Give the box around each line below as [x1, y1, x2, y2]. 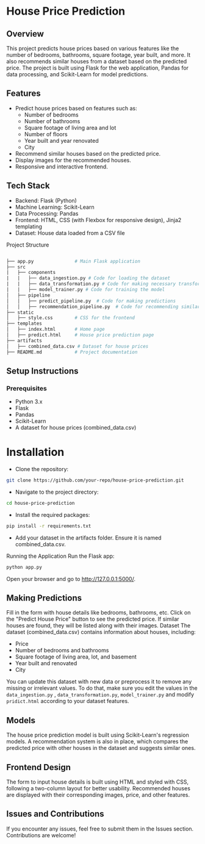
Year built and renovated [15, 660, 77, 667]
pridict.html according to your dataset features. [6, 698, 129, 705]
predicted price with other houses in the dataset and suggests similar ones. [6, 745, 196, 752]
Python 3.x [15, 398, 43, 405]
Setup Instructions [6, 366, 79, 376]
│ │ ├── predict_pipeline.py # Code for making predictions [6, 298, 176, 304]
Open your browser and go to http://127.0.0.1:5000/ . [6, 575, 136, 582]
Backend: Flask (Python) [15, 197, 77, 204]
